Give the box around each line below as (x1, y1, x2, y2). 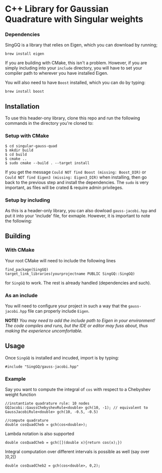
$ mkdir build (5, 148, 34, 152)
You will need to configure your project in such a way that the (5, 303, 127, 309)
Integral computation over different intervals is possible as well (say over (5, 448, 150, 455)
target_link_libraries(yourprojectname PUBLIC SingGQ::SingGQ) (5, 271, 135, 276)
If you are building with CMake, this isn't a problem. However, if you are (5, 60, 147, 66)
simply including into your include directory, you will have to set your (5, 65, 143, 71)
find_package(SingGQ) (5, 267, 49, 272)
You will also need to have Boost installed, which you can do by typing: (5, 80, 146, 85)
